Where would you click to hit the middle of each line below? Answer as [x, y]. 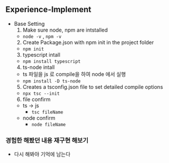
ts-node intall [39, 67]
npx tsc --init [41, 93]
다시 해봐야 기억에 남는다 [42, 154]
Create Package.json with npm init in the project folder [88, 42]
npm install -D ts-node [52, 81]
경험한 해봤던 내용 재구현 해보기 [47, 140]
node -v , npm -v [42, 36]
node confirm [39, 118]
